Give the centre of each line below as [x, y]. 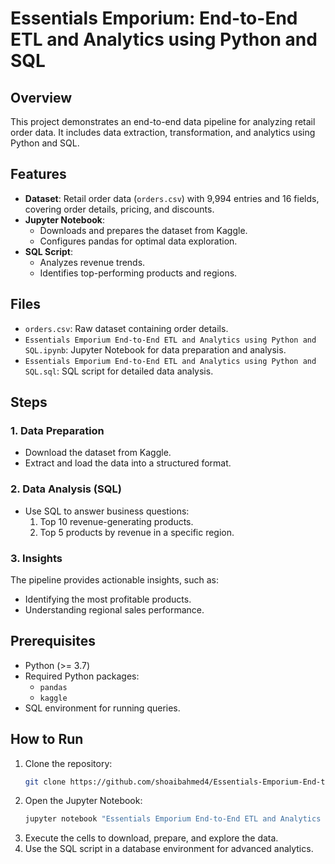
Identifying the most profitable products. [108, 599]
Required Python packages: [82, 676]
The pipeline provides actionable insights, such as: [115, 579]
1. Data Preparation [57, 430]
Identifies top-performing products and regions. [138, 273]
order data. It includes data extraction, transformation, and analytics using [163, 132]
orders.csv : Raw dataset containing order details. [126, 328]
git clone [45, 782]
